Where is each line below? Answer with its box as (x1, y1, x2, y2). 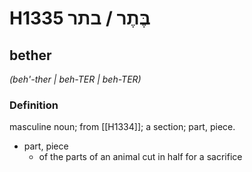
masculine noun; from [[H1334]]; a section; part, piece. (9, 121, 236, 133)
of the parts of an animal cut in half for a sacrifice (38, 151, 243, 163)
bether (9, 47, 52, 64)
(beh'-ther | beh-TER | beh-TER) (9, 73, 142, 85)
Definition (9, 98, 59, 112)
